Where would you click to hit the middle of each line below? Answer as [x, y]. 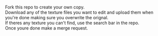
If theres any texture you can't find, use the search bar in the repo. [72, 23]
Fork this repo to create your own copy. [45, 7]
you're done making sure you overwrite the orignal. [57, 18]
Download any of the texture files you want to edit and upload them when [79, 12]
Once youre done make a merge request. [47, 28]
